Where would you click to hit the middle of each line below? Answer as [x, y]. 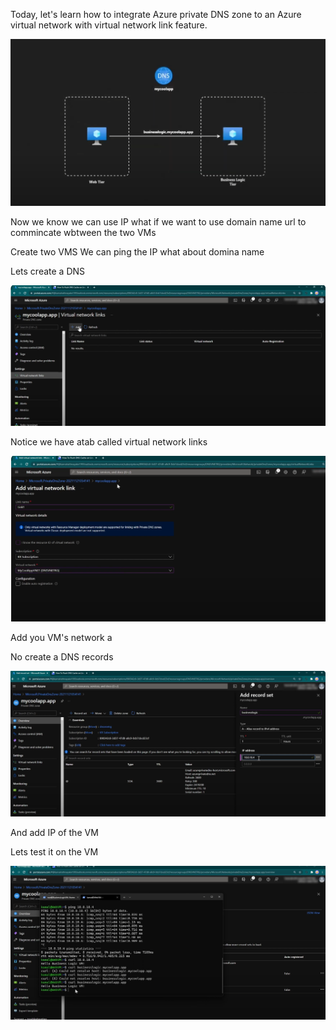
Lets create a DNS [48, 271]
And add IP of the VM [54, 832]
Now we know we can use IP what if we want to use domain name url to [158, 221]
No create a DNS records [62, 657]
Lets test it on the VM [54, 851]
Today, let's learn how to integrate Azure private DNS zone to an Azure [156, 14]
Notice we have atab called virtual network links [109, 441]
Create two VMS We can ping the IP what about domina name [137, 251]
